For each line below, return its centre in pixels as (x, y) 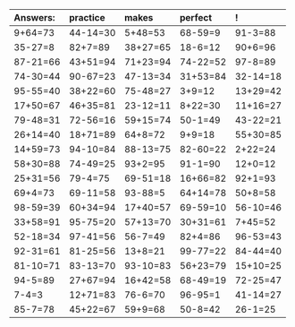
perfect (196, 17)
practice (87, 17)
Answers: (34, 17)
